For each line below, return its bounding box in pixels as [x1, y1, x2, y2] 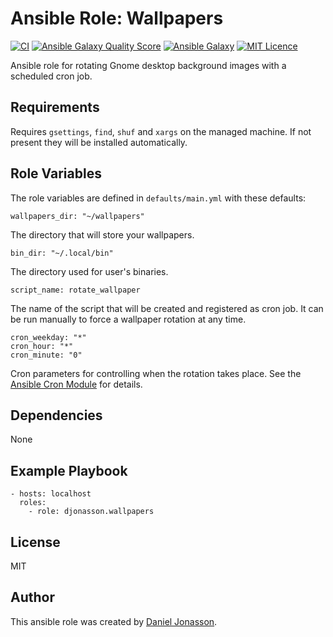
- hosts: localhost [10, 489, 92, 499]
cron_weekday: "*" [10, 332, 87, 342]
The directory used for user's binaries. [10, 265, 169, 277]
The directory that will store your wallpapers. [10, 228, 195, 241]
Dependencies [10, 407, 103, 424]
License [10, 533, 61, 551]
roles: [19, 498, 47, 508]
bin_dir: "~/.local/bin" [10, 248, 114, 258]
